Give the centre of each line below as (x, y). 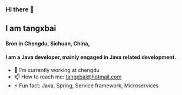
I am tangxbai (31, 29)
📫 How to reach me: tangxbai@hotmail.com (68, 77)
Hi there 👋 (20, 9)
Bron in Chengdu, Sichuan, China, (48, 43)
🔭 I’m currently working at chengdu (57, 70)
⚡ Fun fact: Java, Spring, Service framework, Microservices (86, 86)
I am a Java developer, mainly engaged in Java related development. (91, 57)
